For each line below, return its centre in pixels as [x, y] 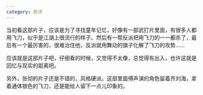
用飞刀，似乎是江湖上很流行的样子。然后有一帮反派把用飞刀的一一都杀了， [99, 38]
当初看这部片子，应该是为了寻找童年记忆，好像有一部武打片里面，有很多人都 [101, 30]
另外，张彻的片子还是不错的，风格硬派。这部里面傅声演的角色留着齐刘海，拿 [101, 78]
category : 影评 [24, 12]
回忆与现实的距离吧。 [33, 65]
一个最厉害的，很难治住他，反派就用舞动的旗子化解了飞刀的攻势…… [101, 45]
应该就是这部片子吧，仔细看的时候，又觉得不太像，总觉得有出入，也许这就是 [101, 57]
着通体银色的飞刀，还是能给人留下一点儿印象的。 [67, 86]
